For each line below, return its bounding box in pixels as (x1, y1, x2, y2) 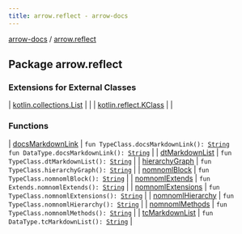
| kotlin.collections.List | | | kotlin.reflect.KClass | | (8, 100, 173, 110)
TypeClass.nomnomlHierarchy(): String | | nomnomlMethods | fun (8, 199, 228, 209)
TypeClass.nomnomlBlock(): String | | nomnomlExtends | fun (8, 173, 210, 183)
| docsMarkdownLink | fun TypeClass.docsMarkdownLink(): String (8, 138, 230, 148)
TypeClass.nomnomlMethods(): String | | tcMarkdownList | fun (8, 207, 214, 217)
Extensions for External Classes (8, 82, 137, 93)
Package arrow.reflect (8, 57, 123, 71)
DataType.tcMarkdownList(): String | (8, 216, 133, 226)
